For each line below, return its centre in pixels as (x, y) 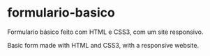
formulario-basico (61, 13)
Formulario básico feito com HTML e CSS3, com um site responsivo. (105, 32)
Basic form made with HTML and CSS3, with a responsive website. (103, 45)
